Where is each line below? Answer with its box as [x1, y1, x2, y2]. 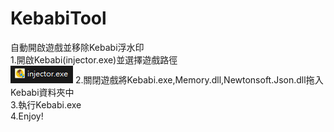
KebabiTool [10, 7, 107, 30]
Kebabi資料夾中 [10, 86, 75, 98]
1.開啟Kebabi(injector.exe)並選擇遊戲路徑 [10, 53, 178, 66]
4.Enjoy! [10, 110, 44, 122]
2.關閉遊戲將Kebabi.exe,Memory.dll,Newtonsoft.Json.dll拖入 [74, 73, 324, 86]
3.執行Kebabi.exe [10, 98, 82, 111]
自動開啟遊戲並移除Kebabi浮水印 [10, 41, 145, 53]
